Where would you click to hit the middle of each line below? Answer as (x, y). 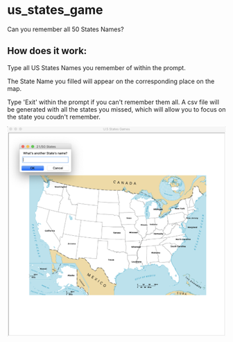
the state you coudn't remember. (54, 117)
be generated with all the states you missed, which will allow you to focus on (116, 109)
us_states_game (55, 10)
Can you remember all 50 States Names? (66, 29)
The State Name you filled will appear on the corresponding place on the (111, 81)
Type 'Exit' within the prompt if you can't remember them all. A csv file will (113, 102)
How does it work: (47, 51)
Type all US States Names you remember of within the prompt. (96, 67)
